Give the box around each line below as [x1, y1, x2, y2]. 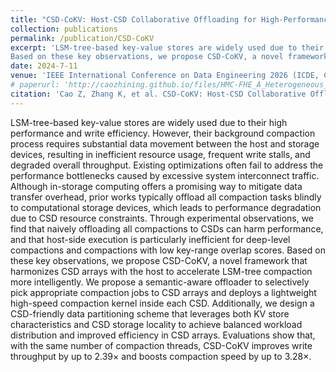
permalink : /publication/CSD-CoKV [10, 33, 155, 43]
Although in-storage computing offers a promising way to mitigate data [10, 180, 303, 192]
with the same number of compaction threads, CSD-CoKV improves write [10, 339, 313, 351]
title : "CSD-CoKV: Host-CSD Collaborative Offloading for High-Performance [10, 14, 333, 25]
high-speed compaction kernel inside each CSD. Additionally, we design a [10, 297, 315, 309]
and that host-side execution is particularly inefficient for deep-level [10, 233, 291, 245]
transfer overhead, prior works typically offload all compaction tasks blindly [10, 191, 322, 203]
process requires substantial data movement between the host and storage [10, 137, 320, 150]
